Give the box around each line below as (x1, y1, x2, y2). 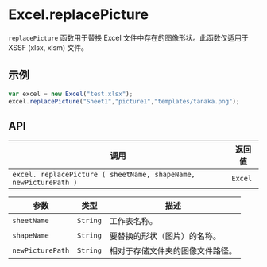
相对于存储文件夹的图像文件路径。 (109, 246, 237, 257)
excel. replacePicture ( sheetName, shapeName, (12, 170, 196, 180)
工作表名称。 (109, 216, 157, 227)
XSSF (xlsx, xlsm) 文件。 (8, 42, 89, 52)
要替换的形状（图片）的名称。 (109, 230, 221, 242)
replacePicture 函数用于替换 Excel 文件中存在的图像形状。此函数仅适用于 (8, 33, 249, 42)
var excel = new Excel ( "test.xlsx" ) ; (8, 90, 133, 98)
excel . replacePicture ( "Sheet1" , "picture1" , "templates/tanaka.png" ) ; (8, 97, 240, 105)
